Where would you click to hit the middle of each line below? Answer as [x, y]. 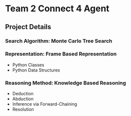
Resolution [23, 110]
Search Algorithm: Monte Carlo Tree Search [59, 41]
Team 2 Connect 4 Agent [57, 9]
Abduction [23, 99]
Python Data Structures [36, 70]
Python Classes [28, 65]
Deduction [23, 94]
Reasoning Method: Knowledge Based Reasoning [65, 83]
